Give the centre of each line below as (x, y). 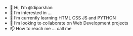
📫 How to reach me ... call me (41, 28)
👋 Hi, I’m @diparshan (31, 8)
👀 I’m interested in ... (31, 13)
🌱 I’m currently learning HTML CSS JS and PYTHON (63, 18)
